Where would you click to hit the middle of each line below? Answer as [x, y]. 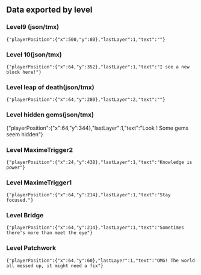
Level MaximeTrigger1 [39, 183]
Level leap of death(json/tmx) [50, 87]
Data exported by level [49, 10]
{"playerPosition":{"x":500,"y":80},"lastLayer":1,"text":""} [86, 39]
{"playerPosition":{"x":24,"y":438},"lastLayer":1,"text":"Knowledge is [99, 162]
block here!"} [24, 72]
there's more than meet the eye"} [50, 233]
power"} [16, 168]
